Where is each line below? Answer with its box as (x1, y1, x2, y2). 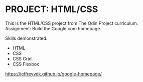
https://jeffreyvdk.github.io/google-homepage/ (5, 70, 102, 76)
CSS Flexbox (12, 61, 39, 67)
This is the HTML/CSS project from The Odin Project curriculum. (5, 20, 138, 26)
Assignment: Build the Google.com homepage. (5, 25, 102, 31)
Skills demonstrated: (5, 35, 48, 41)
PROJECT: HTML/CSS (5, 4, 98, 15)
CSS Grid (12, 55, 32, 61)
